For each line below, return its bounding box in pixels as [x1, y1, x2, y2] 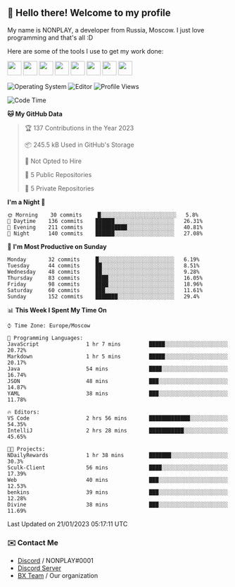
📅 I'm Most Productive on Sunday [7, 242, 107, 250]
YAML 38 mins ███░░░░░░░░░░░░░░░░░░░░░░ [7, 389, 229, 397]
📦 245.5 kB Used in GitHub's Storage [24, 140, 135, 149]
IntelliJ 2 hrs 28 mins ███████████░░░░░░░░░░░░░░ [7, 427, 229, 434]
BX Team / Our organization [17, 571, 99, 580]
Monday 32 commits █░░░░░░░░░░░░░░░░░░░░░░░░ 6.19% [7, 255, 200, 263]
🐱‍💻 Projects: [7, 445, 46, 452]
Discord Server [17, 564, 62, 572]
